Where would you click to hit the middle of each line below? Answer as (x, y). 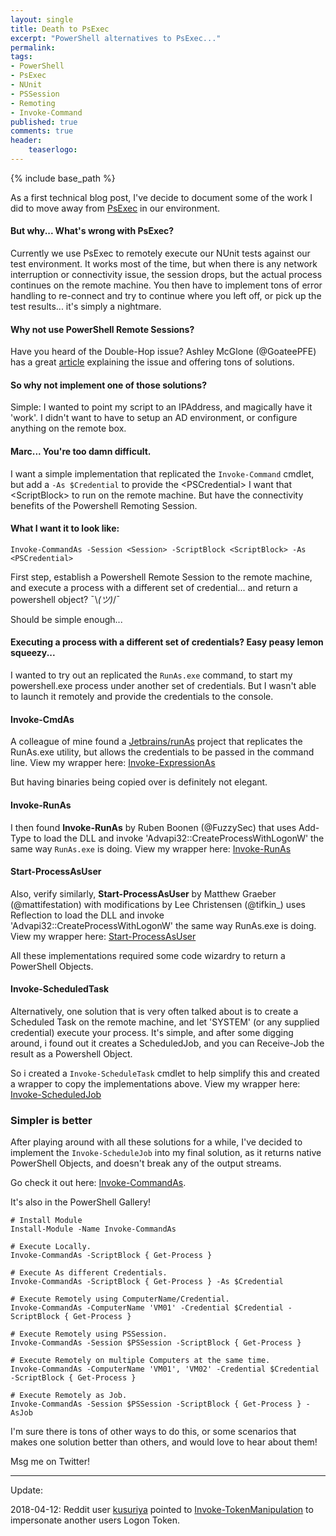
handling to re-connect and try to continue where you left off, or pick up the (166, 296)
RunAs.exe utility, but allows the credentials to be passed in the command (162, 752)
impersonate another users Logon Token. (95, 1520)
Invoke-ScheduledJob (56, 1094)
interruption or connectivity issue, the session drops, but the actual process (166, 275)
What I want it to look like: (65, 528)
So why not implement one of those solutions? (108, 385)
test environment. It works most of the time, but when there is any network (164, 264)
